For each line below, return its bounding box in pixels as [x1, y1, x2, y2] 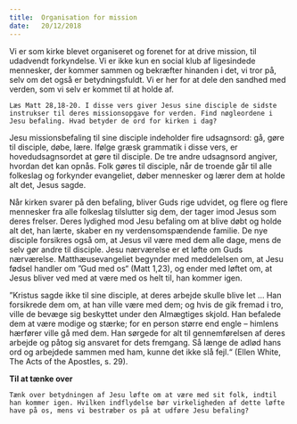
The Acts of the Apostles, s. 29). [9, 355, 128, 366]
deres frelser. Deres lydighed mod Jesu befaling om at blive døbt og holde [9, 216, 283, 226]
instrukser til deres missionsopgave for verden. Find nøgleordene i [9, 109, 274, 118]
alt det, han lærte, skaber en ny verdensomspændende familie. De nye [9, 224, 268, 236]
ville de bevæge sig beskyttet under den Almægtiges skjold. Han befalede [9, 308, 281, 319]
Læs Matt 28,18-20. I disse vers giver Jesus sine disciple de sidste [9, 101, 277, 110]
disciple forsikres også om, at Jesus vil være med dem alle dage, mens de [9, 234, 282, 245]
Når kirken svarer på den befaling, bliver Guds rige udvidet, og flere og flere [9, 197, 288, 208]
